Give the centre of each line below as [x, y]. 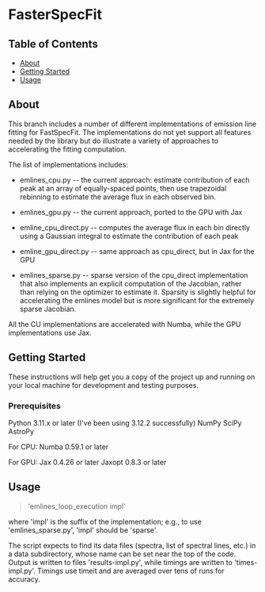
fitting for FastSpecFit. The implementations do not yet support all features [130, 132]
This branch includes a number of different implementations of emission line [132, 124]
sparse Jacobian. [48, 309]
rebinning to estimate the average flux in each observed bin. [117, 197]
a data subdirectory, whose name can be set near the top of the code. [122, 554]
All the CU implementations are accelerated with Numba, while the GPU [125, 324]
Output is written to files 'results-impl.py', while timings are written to [121, 562]
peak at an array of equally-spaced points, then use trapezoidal [123, 188]
